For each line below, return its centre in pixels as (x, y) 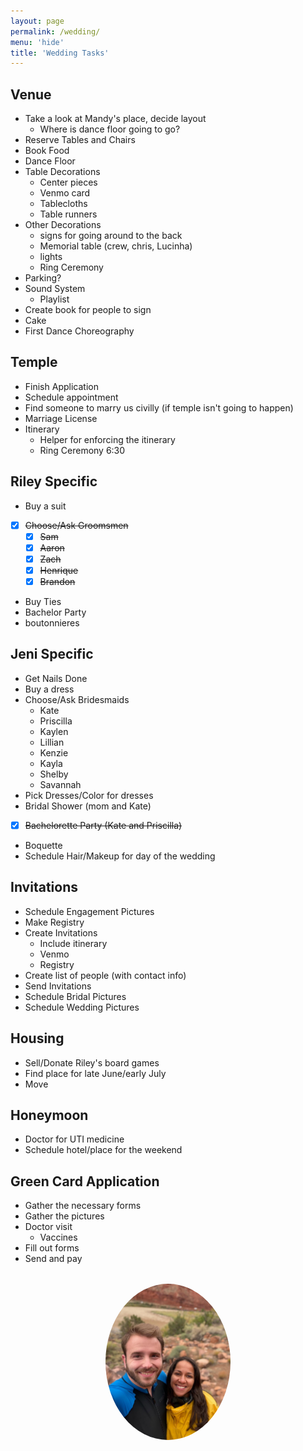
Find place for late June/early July (95, 1073)
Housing (37, 1038)
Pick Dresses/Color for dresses (89, 795)
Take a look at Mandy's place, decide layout (115, 119)
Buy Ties (43, 602)
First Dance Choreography (79, 331)
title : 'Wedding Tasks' (60, 53)
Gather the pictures (64, 1216)
